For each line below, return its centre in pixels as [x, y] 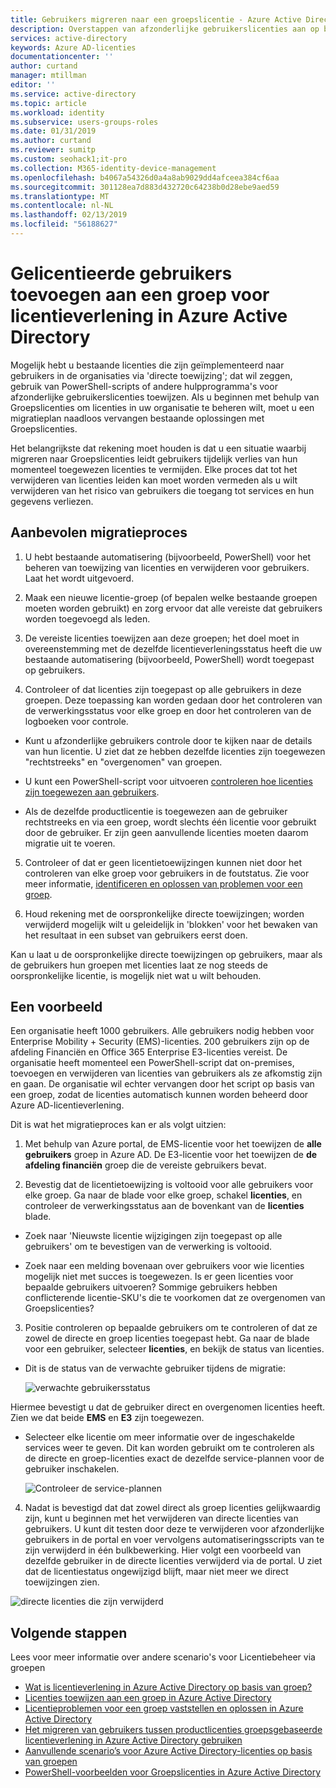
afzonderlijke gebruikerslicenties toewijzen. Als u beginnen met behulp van [165, 397]
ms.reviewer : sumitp [53, 150]
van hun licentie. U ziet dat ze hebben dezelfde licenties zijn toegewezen [175, 751]
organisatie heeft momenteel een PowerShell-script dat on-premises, [152, 1063]
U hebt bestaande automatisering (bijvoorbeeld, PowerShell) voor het [168, 557]
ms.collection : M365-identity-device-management [113, 168]
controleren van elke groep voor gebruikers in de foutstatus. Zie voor [167, 873]
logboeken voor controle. [76, 721]
